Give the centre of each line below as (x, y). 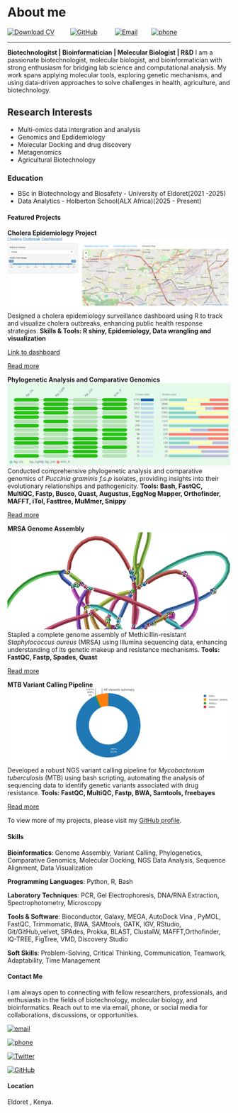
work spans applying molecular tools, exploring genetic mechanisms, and (115, 74)
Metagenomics (39, 152)
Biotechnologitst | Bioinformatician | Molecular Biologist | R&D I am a (110, 52)
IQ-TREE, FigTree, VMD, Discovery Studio (68, 939)
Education (25, 178)
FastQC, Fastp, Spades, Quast (52, 657)
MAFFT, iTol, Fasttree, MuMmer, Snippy (67, 502)
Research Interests (50, 112)
